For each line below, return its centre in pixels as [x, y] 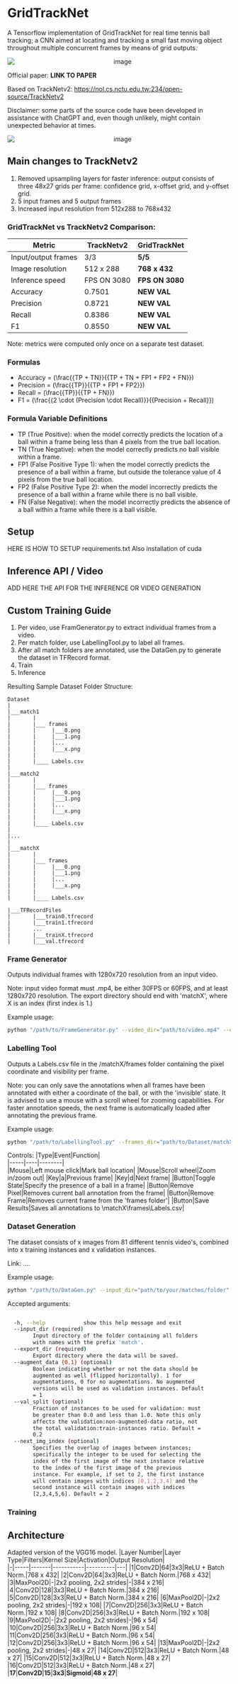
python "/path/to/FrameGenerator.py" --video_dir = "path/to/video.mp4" [114, 1030]
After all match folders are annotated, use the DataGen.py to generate [119, 650]
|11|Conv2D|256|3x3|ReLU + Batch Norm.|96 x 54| [81, 1635]
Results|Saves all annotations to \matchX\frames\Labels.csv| [96, 1208]
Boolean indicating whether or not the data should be [115, 1369]
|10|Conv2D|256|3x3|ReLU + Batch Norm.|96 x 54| [82, 1627]
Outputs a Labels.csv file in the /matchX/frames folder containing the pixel [116, 1064]
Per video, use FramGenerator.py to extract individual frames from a [117, 628]
